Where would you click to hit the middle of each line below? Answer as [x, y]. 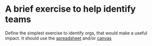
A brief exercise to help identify [70, 9]
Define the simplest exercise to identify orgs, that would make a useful [76, 33]
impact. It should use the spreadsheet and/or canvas [58, 38]
